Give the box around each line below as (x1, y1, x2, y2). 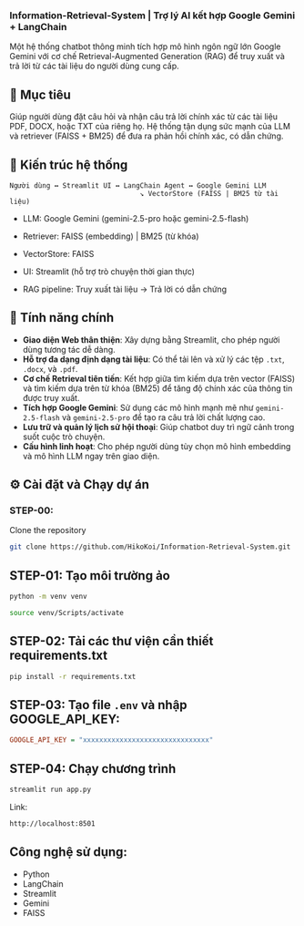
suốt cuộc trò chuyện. (22, 431, 106, 442)
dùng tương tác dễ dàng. (22, 344, 116, 355)
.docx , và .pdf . (22, 363, 78, 374)
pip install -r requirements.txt (9, 672, 137, 681)
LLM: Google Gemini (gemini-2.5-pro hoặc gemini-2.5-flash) (22, 212, 249, 223)
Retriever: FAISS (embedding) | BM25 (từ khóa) (22, 231, 199, 242)
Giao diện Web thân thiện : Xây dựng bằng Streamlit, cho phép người (22, 334, 280, 345)
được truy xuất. (22, 392, 80, 403)
